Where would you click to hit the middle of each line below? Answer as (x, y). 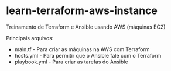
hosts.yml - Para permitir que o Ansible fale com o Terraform (88, 55)
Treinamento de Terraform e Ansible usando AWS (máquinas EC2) (86, 27)
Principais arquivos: (30, 38)
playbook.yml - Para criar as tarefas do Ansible (71, 62)
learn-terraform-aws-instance (82, 11)
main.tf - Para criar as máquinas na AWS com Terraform (82, 49)
